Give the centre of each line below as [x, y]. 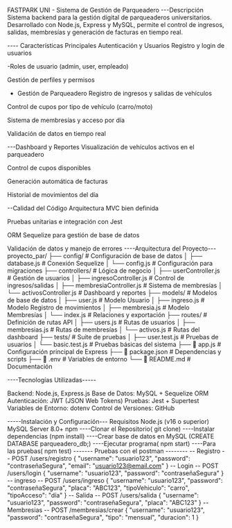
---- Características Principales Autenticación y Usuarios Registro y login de [116, 45]
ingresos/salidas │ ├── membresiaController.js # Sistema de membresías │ [115, 285]
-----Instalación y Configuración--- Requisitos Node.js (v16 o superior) [108, 421]
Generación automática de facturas [58, 181]
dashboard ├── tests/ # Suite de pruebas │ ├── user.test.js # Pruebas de [113, 337]
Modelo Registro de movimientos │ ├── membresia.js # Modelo [98, 307]
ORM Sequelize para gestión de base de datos [73, 235]
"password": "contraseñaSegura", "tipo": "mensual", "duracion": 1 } [103, 517]
